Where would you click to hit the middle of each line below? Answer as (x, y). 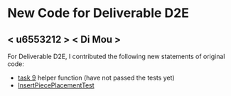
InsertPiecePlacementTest (56, 85)
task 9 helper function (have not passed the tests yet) (96, 78)
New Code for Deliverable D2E (98, 13)
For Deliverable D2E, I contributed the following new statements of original (116, 56)
